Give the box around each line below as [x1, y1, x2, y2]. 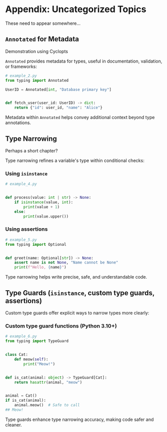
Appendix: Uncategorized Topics [5, 4, 146, 15]
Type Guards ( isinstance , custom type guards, [5, 289, 155, 297]
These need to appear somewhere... [5, 20, 81, 26]
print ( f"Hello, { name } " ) [14, 265, 67, 270]
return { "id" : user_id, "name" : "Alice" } [14, 105, 102, 111]
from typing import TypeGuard [5, 339, 69, 344]
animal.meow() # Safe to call [14, 403, 80, 408]
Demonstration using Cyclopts [5, 48, 68, 54]
